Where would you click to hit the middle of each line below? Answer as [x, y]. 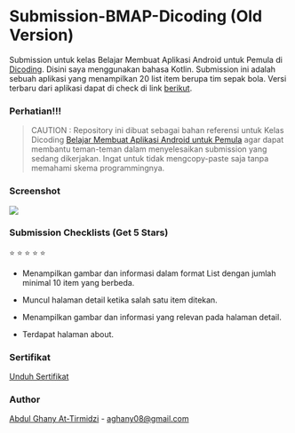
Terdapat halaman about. [68, 334]
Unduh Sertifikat [39, 377]
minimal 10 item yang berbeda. [78, 282]
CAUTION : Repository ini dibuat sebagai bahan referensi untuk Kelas [157, 130]
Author [25, 399]
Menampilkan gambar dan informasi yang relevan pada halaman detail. [151, 317]
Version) [41, 35]
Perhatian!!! [36, 111]
